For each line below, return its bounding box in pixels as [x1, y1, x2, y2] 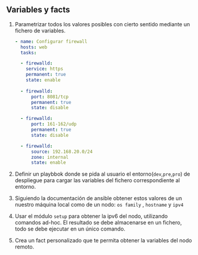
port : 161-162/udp [30, 121, 77, 127]
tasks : [20, 50, 37, 56]
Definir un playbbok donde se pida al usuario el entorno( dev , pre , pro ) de [14, 170, 190, 178]
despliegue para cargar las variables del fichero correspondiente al [14, 177, 180, 184]
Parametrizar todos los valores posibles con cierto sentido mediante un [14, 20, 190, 27]
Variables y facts [6, 5, 70, 15]
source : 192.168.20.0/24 [30, 149, 93, 155]
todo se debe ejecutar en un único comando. [14, 225, 126, 232]
